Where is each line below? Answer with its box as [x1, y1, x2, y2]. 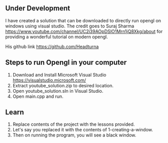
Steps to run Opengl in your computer [5, 58, 127, 67]
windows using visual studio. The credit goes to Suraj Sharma [5, 23, 135, 29]
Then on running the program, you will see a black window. [12, 132, 137, 138]
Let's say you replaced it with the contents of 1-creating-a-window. [12, 127, 153, 133]
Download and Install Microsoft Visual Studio [12, 71, 107, 78]
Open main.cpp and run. [12, 93, 63, 99]
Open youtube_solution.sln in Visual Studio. [12, 88, 104, 94]
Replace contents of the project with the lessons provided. [12, 121, 135, 127]
